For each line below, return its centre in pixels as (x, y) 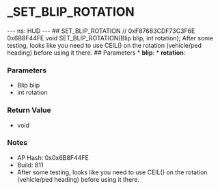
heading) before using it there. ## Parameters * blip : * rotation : (96, 53)
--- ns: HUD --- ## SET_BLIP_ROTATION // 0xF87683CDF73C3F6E (101, 31)
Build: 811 (30, 165)
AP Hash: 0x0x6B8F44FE (53, 157)
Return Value (29, 110)
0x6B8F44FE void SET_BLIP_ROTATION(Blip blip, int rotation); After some (110, 38)
